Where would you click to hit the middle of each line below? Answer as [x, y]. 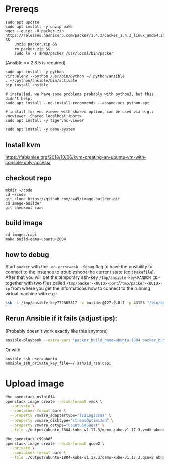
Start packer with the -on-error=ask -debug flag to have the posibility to [79, 267]
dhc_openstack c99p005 [29, 439]
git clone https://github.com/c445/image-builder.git [63, 199]
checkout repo [28, 178]
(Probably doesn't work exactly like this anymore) [57, 331]
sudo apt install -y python [35, 72]
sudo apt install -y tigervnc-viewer [45, 120]
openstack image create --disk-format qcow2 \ [55, 444]
